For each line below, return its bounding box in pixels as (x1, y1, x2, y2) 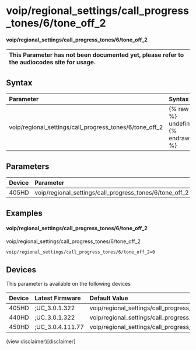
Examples (6, 209, 43, 219)
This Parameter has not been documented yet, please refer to (9, 51, 184, 59)
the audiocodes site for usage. (9, 58, 96, 67)
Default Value (89, 294, 128, 302)
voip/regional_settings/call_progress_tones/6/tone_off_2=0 (6, 249, 156, 255)
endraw (169, 134, 190, 143)
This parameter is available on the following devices (6, 280, 131, 287)
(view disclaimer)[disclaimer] (6, 338, 76, 345)
